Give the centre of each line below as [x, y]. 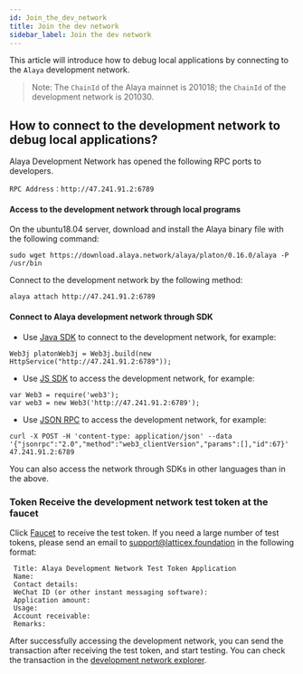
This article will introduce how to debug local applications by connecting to [149, 61]
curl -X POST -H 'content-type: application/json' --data [121, 436]
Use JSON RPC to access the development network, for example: [144, 419]
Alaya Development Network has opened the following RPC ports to [136, 161]
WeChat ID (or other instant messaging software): [110, 592]
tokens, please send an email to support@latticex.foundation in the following [152, 542]
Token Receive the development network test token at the [139, 501]
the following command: [54, 239]
